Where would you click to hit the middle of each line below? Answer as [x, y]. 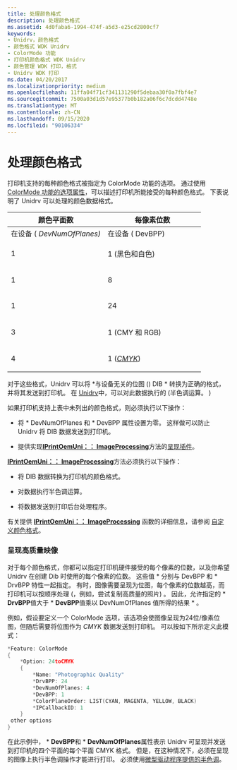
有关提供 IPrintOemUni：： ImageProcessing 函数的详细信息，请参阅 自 [113, 522]
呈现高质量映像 [33, 551]
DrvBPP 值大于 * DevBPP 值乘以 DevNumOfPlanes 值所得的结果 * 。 [105, 602]
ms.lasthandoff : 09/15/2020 [49, 119]
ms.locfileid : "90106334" [45, 125]
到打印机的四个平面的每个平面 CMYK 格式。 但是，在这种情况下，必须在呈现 [118, 751]
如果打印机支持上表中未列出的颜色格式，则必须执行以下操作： [97, 408]
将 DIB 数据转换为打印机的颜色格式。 [71, 476]
